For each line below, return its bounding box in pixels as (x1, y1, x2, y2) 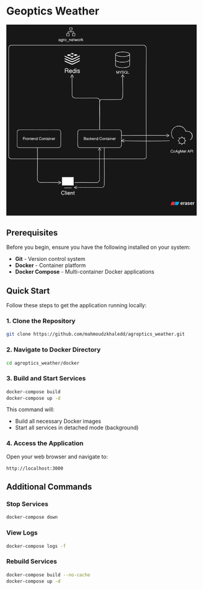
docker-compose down (6, 515, 59, 521)
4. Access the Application (6, 439, 83, 447)
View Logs (6, 528, 38, 537)
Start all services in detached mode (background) (14, 424, 139, 431)
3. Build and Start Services (6, 374, 86, 383)
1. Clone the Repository (6, 317, 76, 325)
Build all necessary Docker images (14, 418, 101, 425)
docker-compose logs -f (6, 543, 66, 549)
